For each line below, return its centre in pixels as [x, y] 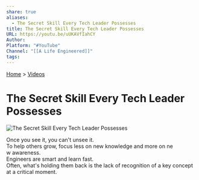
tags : [13, 57]
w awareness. [24, 152]
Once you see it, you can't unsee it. [50, 140]
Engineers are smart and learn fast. [50, 159]
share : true [21, 12]
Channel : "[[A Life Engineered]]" [50, 51]
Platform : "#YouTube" [33, 46]
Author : [16, 40]
